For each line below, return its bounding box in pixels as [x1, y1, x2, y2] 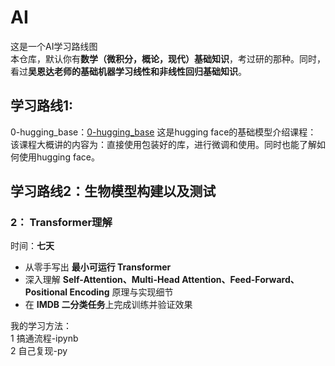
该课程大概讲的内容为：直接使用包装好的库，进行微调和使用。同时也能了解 [10, 138, 317, 150]
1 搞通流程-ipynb [10, 332, 79, 345]
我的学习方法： [10, 320, 72, 332]
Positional [24, 286, 68, 298]
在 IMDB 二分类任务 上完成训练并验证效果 [24, 299, 193, 311]
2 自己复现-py [10, 345, 68, 357]
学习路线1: [10, 97, 74, 115]
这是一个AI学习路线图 [10, 40, 98, 52]
